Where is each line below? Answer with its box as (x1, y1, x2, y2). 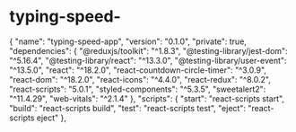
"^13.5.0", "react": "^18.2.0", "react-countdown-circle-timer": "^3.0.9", (9, 65, 267, 75)
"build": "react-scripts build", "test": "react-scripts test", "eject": (9, 102, 247, 113)
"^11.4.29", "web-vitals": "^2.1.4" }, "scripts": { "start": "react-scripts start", (9, 92, 285, 104)
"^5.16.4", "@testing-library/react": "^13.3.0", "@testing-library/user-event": (9, 55, 287, 66)
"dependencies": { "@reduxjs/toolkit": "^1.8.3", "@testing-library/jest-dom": (9, 45, 289, 56)
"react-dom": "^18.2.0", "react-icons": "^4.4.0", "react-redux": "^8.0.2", (9, 74, 271, 84)
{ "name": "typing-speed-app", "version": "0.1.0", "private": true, (9, 36, 247, 47)
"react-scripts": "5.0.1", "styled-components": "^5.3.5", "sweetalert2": (9, 84, 266, 94)
